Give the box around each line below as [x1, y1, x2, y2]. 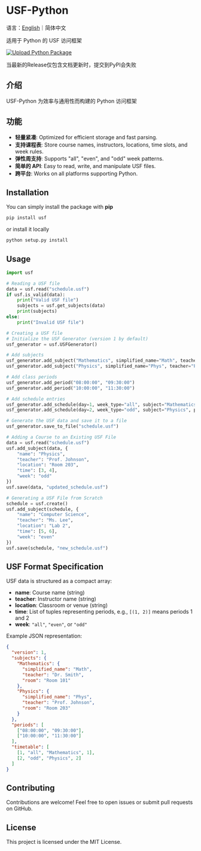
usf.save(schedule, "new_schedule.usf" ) [6, 545, 109, 551]
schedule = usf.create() [6, 501, 68, 507]
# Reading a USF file [6, 280, 60, 286]
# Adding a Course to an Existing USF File [6, 434, 117, 440]
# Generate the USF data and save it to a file [6, 418, 127, 424]
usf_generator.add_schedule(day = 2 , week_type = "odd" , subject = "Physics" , [6, 407, 191, 413]
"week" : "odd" [17, 473, 52, 479]
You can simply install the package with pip [6, 203, 114, 211]
